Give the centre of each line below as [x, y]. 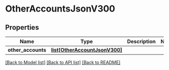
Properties [22, 27]
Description [141, 42]
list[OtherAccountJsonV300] [87, 50]
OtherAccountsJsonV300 [60, 9]
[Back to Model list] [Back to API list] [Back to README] [63, 62]
